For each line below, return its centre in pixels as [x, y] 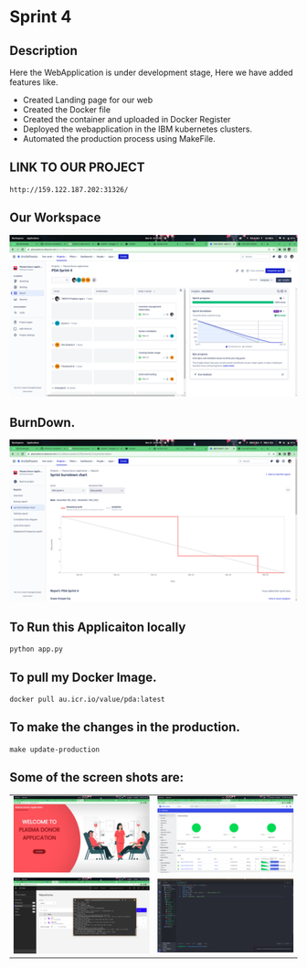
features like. [34, 82]
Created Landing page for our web [88, 100]
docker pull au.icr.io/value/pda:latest [88, 700]
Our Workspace [55, 218]
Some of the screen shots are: [97, 777]
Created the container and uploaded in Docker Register [127, 119]
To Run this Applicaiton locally [98, 627]
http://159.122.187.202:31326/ [69, 189]
